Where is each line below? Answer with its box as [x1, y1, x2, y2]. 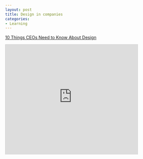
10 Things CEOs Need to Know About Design [5, 35, 96, 40]
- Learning [5, 21, 28, 26]
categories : [5, 16, 30, 21]
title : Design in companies [5, 12, 63, 17]
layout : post [5, 7, 32, 12]
